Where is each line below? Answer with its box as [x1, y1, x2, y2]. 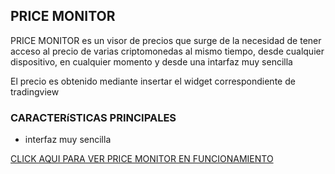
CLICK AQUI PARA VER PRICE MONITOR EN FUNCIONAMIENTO [10, 153, 274, 165]
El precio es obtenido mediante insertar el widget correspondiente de [10, 75, 296, 87]
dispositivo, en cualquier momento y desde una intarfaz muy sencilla [10, 55, 293, 68]
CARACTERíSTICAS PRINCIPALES [10, 110, 177, 124]
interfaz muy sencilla [24, 134, 112, 146]
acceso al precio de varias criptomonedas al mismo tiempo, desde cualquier [10, 45, 325, 57]
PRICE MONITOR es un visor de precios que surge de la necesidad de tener [10, 34, 322, 46]
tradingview [10, 85, 60, 98]
